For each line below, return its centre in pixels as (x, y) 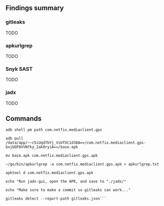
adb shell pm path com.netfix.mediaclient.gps (54, 130)
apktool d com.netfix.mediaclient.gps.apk (49, 173)
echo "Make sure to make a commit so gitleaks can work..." (68, 190)
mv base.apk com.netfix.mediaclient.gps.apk (52, 156)
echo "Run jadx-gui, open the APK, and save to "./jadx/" (66, 181)
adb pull (14, 139)
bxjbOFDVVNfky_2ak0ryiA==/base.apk (42, 147)
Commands (24, 118)
